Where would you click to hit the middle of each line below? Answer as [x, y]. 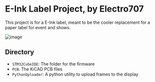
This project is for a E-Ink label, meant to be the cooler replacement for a [77, 22]
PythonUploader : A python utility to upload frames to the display [75, 74]
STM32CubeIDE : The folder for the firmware [53, 64]
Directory [20, 52]
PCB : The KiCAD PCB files [37, 69]
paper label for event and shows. [38, 27]
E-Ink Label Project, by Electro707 [75, 9]
